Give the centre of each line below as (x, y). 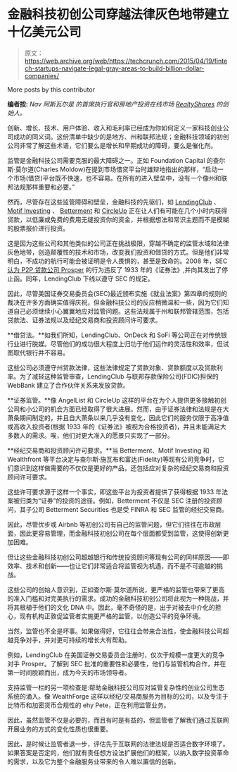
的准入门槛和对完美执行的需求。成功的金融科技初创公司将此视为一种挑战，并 (118, 598)
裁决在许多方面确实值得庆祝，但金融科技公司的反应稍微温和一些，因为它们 (115, 302)
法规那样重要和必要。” (44, 187)
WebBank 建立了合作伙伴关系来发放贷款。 (68, 385)
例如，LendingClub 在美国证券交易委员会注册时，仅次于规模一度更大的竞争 (116, 655)
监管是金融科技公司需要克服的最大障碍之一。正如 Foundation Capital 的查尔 (116, 160)
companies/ (42, 75)
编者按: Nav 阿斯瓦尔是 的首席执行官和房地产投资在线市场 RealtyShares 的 (115, 104)
